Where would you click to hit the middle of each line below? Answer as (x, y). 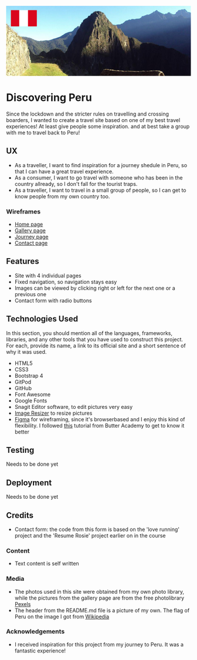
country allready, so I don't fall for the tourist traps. (76, 184)
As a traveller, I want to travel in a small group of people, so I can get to (100, 190)
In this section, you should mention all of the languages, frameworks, (89, 333)
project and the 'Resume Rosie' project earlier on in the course (90, 535)
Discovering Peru (49, 98)
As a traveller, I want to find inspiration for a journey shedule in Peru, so (101, 165)
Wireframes (23, 211)
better (22, 432)
